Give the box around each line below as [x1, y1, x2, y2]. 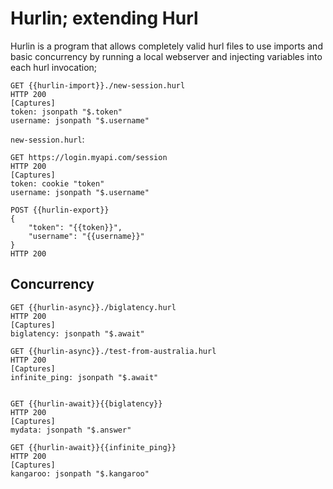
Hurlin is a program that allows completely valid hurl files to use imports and [10, 40, 323, 52]
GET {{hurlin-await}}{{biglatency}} [10, 398, 163, 409]
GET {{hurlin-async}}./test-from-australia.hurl [10, 346, 217, 356]
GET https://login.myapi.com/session [10, 152, 168, 162]
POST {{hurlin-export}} [10, 205, 110, 215]
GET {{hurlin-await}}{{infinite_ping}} [10, 442, 177, 452]
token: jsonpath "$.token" [10, 107, 123, 117]
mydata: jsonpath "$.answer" [10, 425, 132, 435]
